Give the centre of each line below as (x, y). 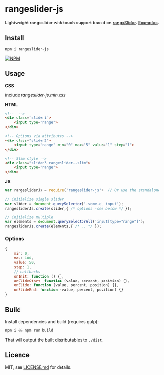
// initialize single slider (35, 199)
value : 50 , (25, 263)
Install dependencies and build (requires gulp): (52, 321)
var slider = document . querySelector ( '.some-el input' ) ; (64, 204)
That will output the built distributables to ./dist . (54, 340)
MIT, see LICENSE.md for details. (38, 367)
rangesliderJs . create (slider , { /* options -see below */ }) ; (69, 208)
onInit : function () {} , (39, 276)
